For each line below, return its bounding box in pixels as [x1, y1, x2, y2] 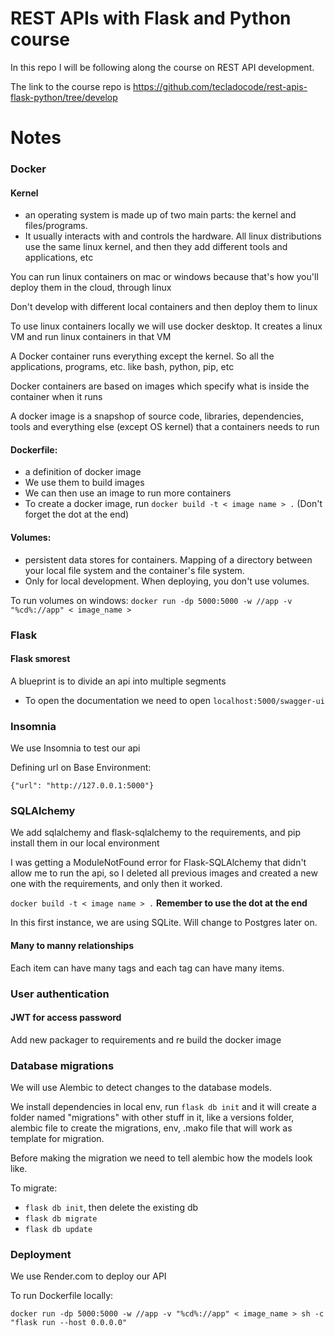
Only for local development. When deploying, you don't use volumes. [24, 575, 310, 587]
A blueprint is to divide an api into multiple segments [10, 675, 227, 687]
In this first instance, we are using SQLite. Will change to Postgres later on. [10, 917, 318, 929]
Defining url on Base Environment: [10, 762, 152, 774]
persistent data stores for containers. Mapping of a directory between [24, 553, 313, 566]
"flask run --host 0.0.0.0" [10, 1318, 128, 1328]
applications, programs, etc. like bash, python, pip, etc [10, 361, 235, 373]
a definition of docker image [24, 466, 142, 478]
